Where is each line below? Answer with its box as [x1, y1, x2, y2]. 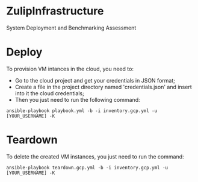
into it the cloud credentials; [14, 89, 84, 97]
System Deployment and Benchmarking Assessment [6, 24, 137, 31]
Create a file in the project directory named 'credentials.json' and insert [14, 83, 192, 90]
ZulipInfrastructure [6, 4, 104, 18]
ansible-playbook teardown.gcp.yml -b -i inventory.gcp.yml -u [6, 165, 169, 171]
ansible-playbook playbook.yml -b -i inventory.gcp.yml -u [6, 107, 158, 114]
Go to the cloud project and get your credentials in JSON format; [14, 77, 176, 84]
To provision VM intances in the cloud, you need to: [6, 65, 134, 72]
